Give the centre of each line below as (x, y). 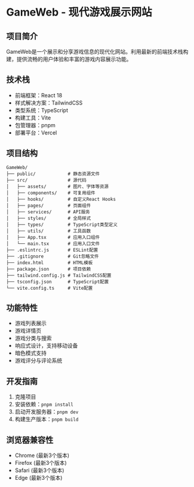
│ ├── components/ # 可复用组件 (51, 193)
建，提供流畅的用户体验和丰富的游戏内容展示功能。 (69, 59)
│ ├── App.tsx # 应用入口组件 (53, 237)
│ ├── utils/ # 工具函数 (49, 231)
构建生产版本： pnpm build (47, 419)
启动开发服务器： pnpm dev (47, 412)
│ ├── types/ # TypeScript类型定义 (62, 225)
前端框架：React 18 (39, 95)
